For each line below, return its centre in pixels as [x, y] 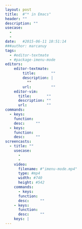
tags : [10, 50]
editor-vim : [26, 92]
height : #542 [31, 183]
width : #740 [30, 178]
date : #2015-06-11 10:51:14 [36, 42]
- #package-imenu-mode [32, 60]
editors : [14, 64]
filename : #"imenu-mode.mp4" [48, 169]
